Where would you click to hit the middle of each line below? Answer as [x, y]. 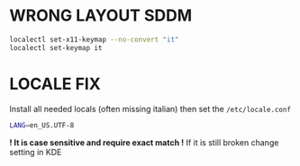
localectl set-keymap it [56, 48]
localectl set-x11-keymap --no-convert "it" [94, 39]
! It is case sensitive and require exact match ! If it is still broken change [144, 142]
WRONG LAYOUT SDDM [101, 16]
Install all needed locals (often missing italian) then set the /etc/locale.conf [150, 109]
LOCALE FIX [55, 84]
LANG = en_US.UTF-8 [42, 125]
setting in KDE [36, 152]
